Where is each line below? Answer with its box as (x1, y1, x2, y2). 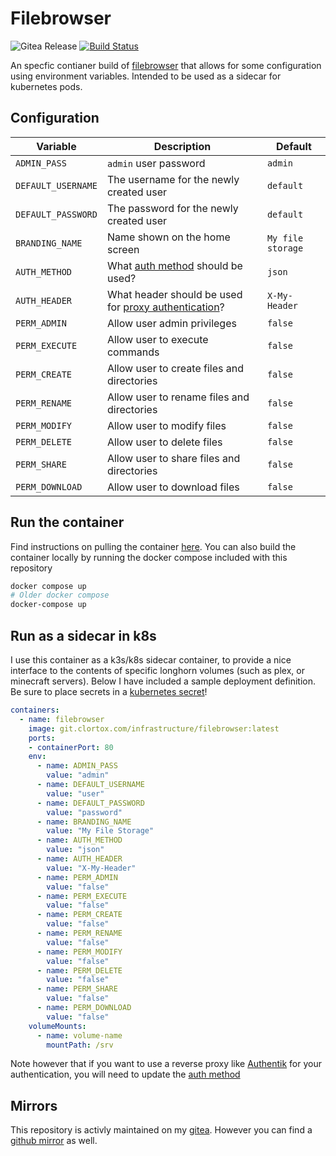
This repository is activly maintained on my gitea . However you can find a (10, 1124, 313, 1136)
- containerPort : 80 (28, 742, 114, 752)
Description (153, 139, 212, 153)
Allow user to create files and (106, 361, 245, 375)
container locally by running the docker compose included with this (10, 551, 288, 563)
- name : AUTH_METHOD (36, 835, 123, 846)
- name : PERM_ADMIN (36, 872, 118, 882)
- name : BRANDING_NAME (36, 817, 132, 827)
